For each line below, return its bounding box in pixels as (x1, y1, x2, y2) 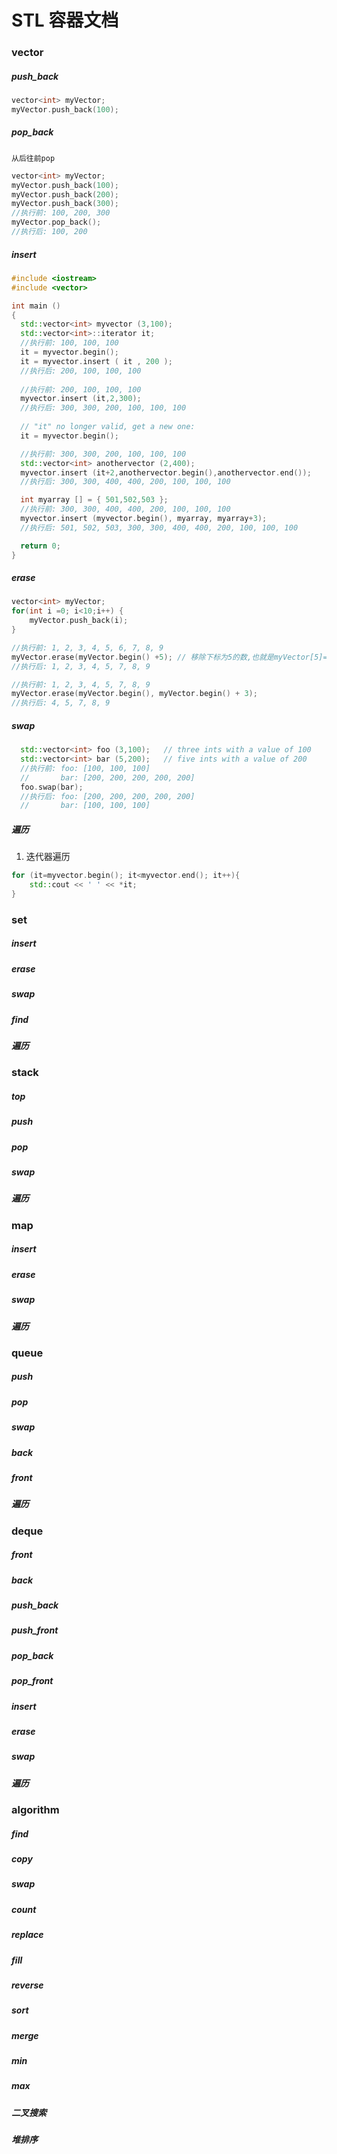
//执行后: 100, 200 (11, 227, 88, 237)
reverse (11, 1979, 44, 1991)
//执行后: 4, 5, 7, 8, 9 (11, 698, 111, 708)
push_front (11, 1624, 59, 1636)
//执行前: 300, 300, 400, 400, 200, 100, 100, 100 (20, 504, 231, 515)
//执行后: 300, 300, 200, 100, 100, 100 (20, 403, 187, 413)
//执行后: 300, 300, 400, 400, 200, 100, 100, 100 (20, 477, 231, 487)
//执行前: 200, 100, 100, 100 (20, 384, 142, 395)
